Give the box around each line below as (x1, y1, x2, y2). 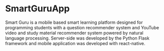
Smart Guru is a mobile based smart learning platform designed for (5, 19, 143, 25)
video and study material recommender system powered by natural (5, 30, 143, 36)
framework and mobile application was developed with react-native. (5, 40, 145, 46)
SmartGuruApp (5, 3, 70, 14)
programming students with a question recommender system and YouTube (5, 24, 159, 30)
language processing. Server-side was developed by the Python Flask (5, 35, 150, 41)
